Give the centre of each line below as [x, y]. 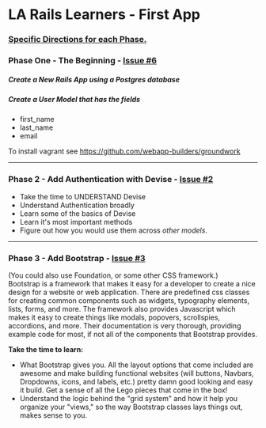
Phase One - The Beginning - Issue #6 [82, 61]
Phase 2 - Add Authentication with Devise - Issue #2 [111, 180]
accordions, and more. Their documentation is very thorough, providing [125, 325]
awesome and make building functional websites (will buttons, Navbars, [137, 373]
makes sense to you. [53, 415]
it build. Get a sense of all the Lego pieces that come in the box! [123, 390]
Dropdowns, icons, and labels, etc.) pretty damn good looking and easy [136, 381]
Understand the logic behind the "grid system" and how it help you [129, 398]
